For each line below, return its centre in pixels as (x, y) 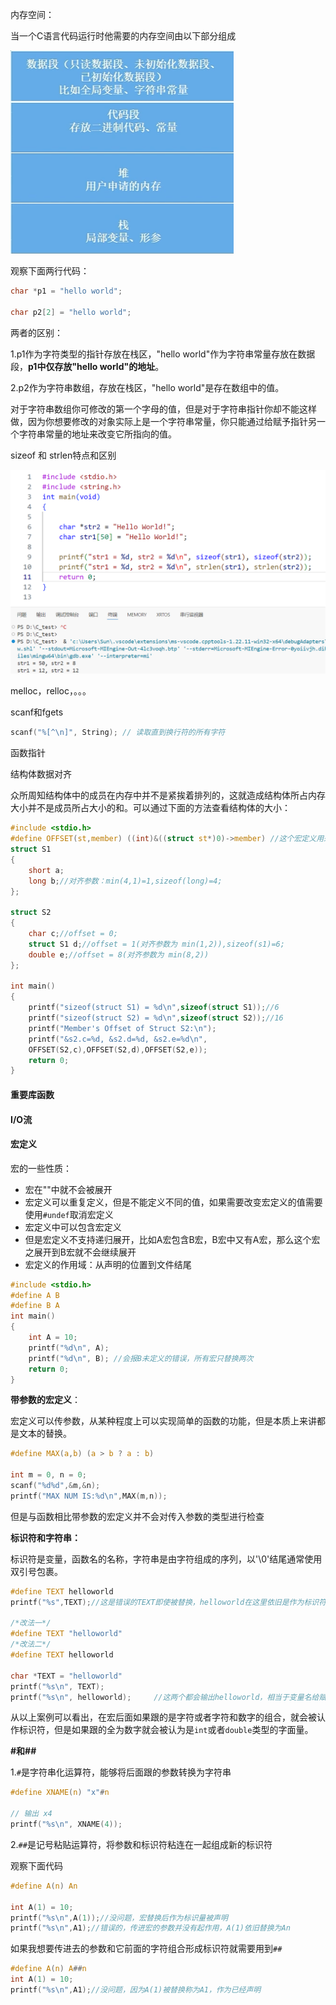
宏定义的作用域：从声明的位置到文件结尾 (108, 1264)
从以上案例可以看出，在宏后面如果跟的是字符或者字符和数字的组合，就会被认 (168, 1717)
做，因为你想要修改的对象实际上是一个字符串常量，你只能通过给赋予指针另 (163, 421)
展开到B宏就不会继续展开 (85, 1252)
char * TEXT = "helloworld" (66, 1676)
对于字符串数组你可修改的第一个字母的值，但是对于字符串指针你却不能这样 (163, 409)
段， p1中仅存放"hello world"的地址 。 (87, 366)
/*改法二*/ (31, 1644)
